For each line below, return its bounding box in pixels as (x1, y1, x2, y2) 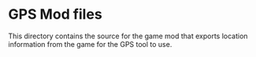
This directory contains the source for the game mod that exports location (8, 31, 248, 41)
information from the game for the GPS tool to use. (8, 39, 173, 48)
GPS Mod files (8, 5, 102, 23)
